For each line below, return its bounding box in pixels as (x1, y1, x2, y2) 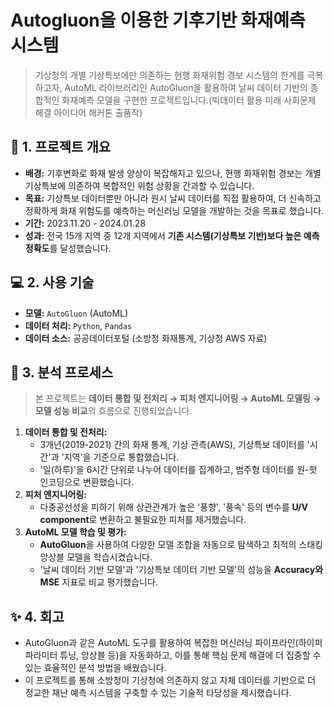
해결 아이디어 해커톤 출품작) (34, 106, 143, 118)
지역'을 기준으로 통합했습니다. (63, 451, 180, 463)
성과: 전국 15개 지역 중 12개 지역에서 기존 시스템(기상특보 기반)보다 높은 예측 (24, 229, 320, 241)
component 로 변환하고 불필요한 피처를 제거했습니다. (39, 514, 247, 526)
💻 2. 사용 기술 (10, 274, 95, 291)
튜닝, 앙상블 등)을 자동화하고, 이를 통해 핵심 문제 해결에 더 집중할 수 (59, 649, 322, 661)
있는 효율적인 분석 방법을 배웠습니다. (24, 662, 167, 674)
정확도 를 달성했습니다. (24, 242, 112, 254)
